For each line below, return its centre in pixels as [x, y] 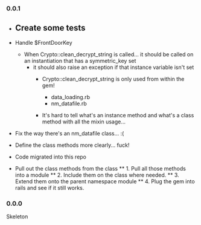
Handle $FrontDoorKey [43, 42]
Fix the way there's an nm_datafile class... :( [69, 133]
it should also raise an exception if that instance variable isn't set [113, 67]
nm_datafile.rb [69, 103]
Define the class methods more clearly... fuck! [72, 145]
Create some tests [50, 28]
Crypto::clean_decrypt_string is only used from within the [113, 79]
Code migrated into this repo [50, 157]
